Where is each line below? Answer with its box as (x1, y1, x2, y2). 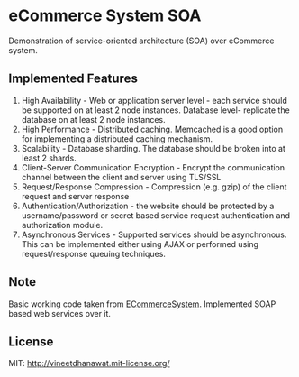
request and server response (21, 190, 130, 201)
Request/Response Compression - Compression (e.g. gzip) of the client (21, 181, 287, 192)
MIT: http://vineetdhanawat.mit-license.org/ (8, 358, 170, 369)
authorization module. (21, 219, 104, 230)
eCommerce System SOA (8, 5, 202, 26)
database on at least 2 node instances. (21, 114, 166, 124)
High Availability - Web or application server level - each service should (21, 95, 287, 106)
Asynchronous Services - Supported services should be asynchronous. (21, 229, 287, 240)
